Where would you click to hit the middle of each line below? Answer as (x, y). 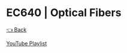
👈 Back (16, 29)
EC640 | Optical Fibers (64, 13)
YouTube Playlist (27, 43)
